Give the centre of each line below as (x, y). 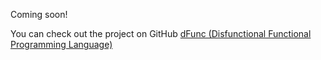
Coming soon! (39, 14)
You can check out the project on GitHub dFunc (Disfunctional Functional (161, 33)
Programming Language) (61, 44)
